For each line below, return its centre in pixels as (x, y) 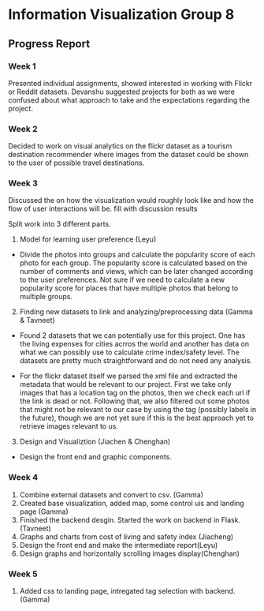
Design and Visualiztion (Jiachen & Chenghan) (95, 442)
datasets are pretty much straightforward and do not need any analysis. (136, 361)
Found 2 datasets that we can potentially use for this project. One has (132, 335)
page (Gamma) (44, 512)
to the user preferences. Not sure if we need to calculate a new (122, 280)
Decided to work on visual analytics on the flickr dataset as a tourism (120, 146)
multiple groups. (46, 297)
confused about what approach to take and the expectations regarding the (129, 99)
